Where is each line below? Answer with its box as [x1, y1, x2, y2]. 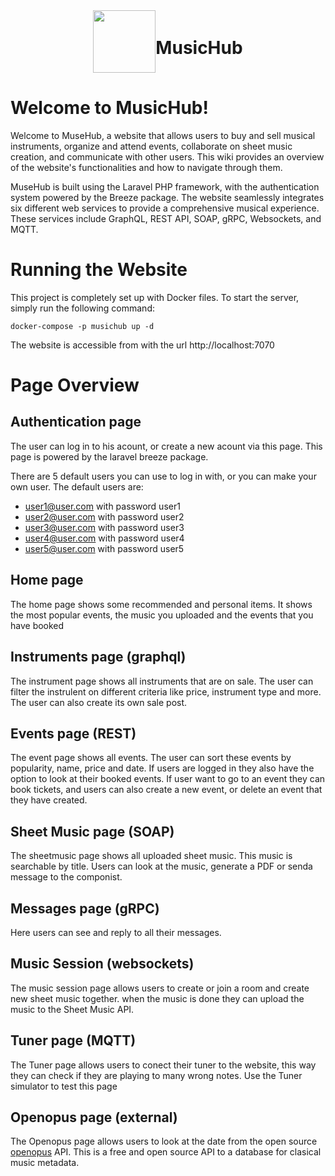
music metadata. [10, 1157, 80, 1169]
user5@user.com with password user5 [24, 542, 185, 554]
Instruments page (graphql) [10, 649, 187, 666]
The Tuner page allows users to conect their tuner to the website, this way [10, 1059, 317, 1071]
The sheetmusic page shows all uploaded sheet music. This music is [10, 850, 293, 862]
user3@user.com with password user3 [24, 521, 185, 533]
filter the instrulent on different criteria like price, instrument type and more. [10, 685, 322, 698]
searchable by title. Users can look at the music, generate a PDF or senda [10, 860, 313, 873]
